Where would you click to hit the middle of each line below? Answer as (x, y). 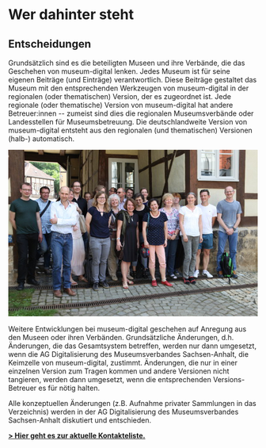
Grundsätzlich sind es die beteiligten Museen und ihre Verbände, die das (127, 63)
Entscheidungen (49, 44)
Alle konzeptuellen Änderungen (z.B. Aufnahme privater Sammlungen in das (132, 403)
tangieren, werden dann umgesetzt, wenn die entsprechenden (110, 379)
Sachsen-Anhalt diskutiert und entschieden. (80, 420)
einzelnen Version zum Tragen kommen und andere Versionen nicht (119, 371)
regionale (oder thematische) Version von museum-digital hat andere (121, 105)
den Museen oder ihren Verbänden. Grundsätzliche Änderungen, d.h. (121, 337)
